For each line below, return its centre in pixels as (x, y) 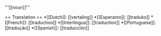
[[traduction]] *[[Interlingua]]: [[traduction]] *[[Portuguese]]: (92, 23)
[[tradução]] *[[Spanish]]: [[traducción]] (47, 28)
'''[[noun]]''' (17, 7)
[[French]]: (16, 23)
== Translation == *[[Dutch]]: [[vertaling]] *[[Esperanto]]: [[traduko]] (77, 17)
